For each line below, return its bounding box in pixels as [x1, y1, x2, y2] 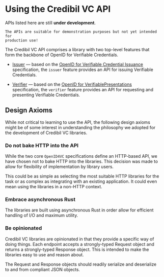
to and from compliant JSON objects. [5, 266, 80, 272]
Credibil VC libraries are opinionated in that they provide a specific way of [5, 236, 154, 242]
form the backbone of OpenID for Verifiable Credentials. [5, 52, 119, 58]
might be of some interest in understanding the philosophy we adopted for [5, 124, 156, 130]
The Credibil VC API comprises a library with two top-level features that [5, 46, 150, 52]
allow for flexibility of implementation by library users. [5, 164, 114, 170]
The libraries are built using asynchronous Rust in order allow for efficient [5, 207, 154, 213]
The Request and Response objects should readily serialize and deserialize [5, 261, 157, 267]
